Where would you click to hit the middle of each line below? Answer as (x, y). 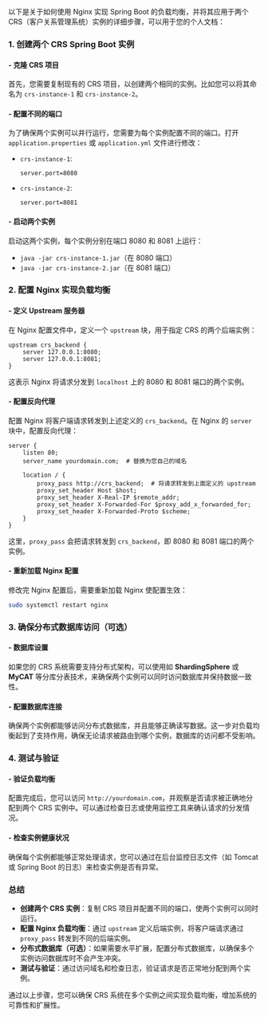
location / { (44, 475)
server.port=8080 (49, 174)
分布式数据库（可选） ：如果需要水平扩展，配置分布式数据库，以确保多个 (137, 948)
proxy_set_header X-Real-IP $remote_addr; (108, 497)
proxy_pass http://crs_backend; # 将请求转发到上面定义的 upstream (146, 483)
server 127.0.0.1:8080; (62, 352)
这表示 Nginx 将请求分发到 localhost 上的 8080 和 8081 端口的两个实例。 (128, 382)
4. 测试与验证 (34, 758)
